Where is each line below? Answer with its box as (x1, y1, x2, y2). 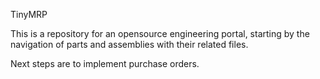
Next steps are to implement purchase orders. (10, 58, 200, 69)
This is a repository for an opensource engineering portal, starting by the (10, 28, 310, 39)
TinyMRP (10, 9, 48, 20)
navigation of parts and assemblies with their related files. (10, 39, 249, 50)
